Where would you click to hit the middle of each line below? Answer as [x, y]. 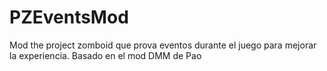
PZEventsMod [69, 17]
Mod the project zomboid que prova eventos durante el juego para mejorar [163, 45]
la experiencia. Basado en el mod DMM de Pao [105, 55]
